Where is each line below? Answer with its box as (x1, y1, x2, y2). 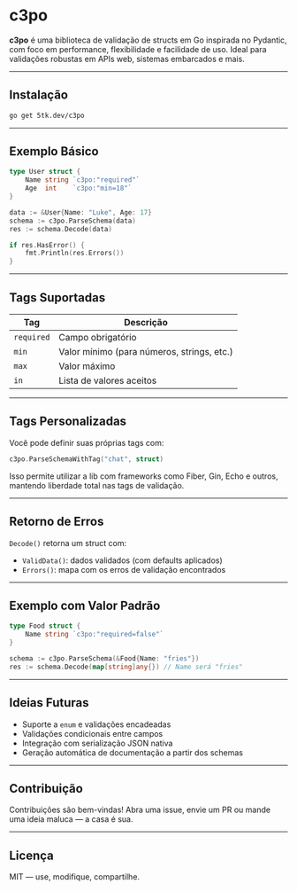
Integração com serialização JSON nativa (21, 738, 173, 748)
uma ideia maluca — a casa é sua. (9, 814, 133, 825)
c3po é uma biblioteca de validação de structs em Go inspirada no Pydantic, (9, 35, 287, 45)
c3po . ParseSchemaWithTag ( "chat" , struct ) (9, 454, 164, 464)
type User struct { (9, 168, 81, 176)
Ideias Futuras (9, 695, 89, 710)
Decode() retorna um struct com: (9, 537, 127, 548)
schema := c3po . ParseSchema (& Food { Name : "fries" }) (9, 653, 200, 663)
